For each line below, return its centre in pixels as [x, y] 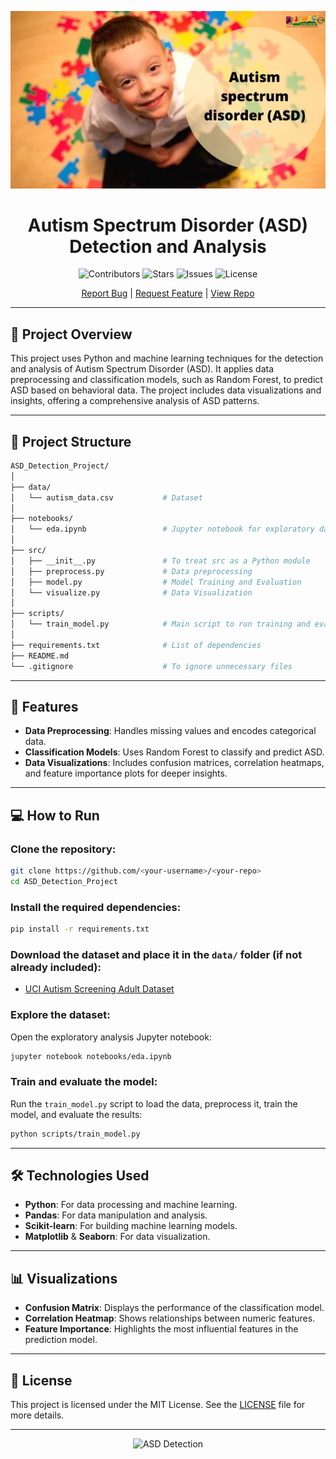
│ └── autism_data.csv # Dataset [106, 497]
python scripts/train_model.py [75, 1134]
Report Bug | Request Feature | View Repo [168, 293]
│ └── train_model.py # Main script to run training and [160, 624]
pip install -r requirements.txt [80, 929]
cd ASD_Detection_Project [64, 881]
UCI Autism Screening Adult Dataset [99, 989]
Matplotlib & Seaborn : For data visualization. [117, 1237]
